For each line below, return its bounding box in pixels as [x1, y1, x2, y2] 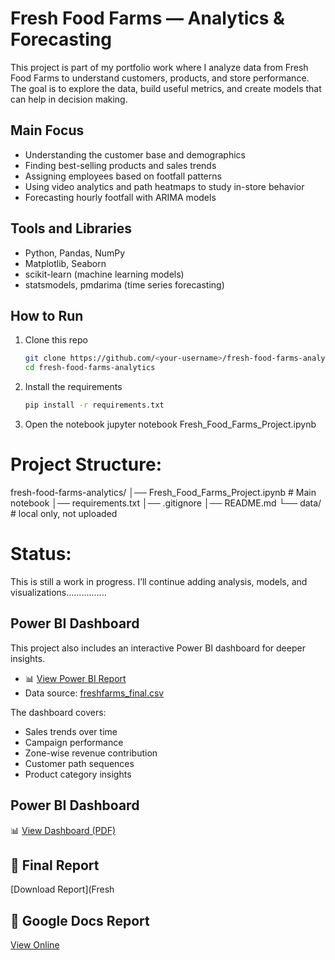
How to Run [10, 307, 84, 324]
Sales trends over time [24, 725, 118, 737]
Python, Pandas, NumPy [24, 247, 126, 259]
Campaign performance [24, 736, 124, 748]
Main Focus [10, 122, 85, 139]
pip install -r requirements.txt [24, 400, 165, 411]
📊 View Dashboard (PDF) [10, 824, 117, 836]
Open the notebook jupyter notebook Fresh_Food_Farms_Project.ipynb [24, 418, 317, 430]
